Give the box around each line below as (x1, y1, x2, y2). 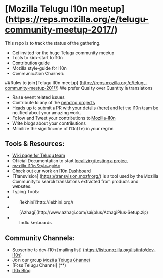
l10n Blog (12, 267, 31, 273)
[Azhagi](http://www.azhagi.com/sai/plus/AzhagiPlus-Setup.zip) (19, 209, 148, 215)
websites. (12, 184, 32, 189)
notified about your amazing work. (12, 110, 81, 115)
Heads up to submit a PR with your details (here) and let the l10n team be (12, 105, 159, 111)
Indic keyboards (19, 220, 52, 225)
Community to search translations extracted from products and (12, 178, 139, 184)
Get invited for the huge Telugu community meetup (12, 50, 115, 56)
